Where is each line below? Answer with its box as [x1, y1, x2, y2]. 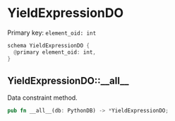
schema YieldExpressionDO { [7, 42, 90, 49]
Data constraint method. [7, 93, 78, 102]
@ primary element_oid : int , [13, 48, 97, 56]
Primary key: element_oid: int [7, 28, 97, 37]
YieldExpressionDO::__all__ [7, 74, 129, 86]
